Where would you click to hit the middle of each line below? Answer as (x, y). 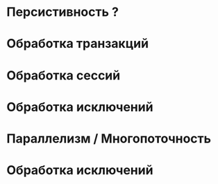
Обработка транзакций (78, 44)
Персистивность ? (63, 12)
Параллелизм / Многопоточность (109, 138)
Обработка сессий (64, 75)
